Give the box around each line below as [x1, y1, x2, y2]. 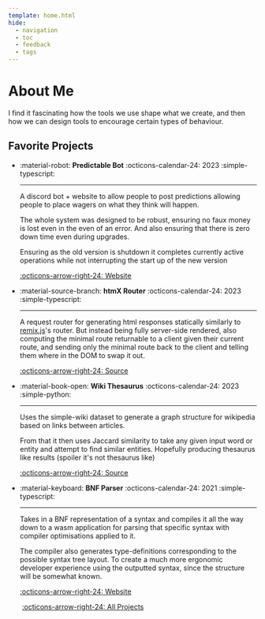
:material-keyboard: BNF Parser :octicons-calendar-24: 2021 [19, 483, 218, 493]
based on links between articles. [19, 420, 125, 430]
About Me [8, 82, 74, 100]
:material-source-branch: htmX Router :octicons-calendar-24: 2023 [19, 285, 242, 296]
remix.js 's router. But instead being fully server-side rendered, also [19, 325, 237, 335]
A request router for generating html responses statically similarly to [19, 317, 241, 326]
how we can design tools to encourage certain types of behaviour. [8, 116, 224, 126]
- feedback [15, 41, 51, 49]
